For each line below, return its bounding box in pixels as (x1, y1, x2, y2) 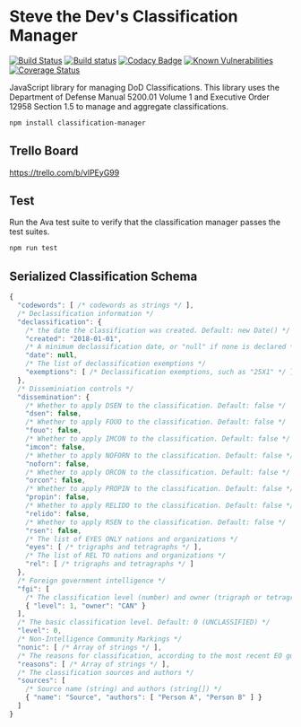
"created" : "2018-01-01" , (25, 334, 123, 343)
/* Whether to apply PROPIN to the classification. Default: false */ (25, 485, 295, 494)
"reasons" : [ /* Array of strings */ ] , (17, 660, 170, 669)
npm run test (9, 244, 58, 253)
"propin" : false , (25, 493, 90, 502)
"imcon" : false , (25, 442, 87, 451)
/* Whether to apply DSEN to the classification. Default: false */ (25, 401, 287, 410)
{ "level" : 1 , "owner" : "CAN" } (25, 601, 146, 610)
